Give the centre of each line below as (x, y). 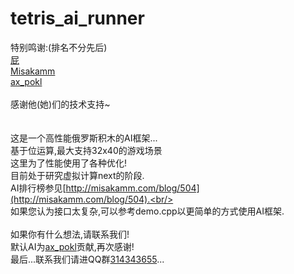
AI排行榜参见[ (38, 188)
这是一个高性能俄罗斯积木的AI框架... (84, 138)
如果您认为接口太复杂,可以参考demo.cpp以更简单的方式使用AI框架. (147, 211)
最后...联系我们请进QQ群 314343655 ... (87, 259)
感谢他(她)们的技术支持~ (60, 104)
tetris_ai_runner (77, 18)
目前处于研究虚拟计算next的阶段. (77, 175)
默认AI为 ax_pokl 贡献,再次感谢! (72, 246)
